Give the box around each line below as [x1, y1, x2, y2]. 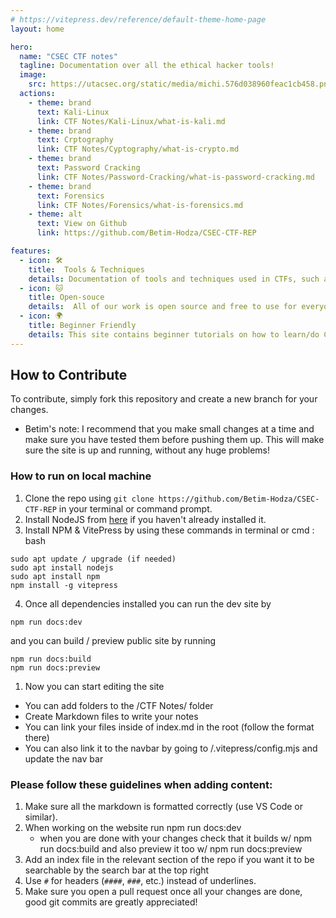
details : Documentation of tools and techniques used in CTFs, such [28, 274, 320, 284]
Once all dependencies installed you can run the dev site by [24, 597, 272, 610]
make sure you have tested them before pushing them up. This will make [24, 434, 325, 446]
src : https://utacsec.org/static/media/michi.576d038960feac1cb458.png [28, 79, 333, 90]
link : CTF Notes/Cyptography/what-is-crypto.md [36, 144, 240, 155]
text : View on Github [36, 219, 128, 229]
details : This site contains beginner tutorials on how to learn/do [28, 329, 320, 340]
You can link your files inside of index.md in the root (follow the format [24, 721, 315, 733]
